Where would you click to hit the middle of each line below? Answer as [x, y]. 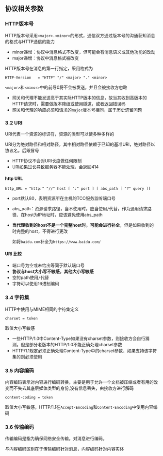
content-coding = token [29, 397]
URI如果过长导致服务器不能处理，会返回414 [55, 167]
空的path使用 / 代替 [31, 278]
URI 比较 [13, 254]
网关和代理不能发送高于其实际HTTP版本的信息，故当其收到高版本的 [79, 98]
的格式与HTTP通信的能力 [30, 41]
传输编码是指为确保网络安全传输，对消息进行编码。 [56, 438]
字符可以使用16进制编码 [36, 284]
